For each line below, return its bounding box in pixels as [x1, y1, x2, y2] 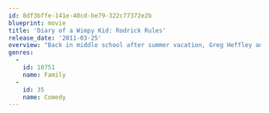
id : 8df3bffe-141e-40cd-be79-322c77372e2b [8, 11, 152, 20]
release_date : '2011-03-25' [8, 33, 102, 42]
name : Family [22, 71, 66, 79]
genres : [8, 49, 34, 56]
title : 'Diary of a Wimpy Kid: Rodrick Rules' [8, 26, 167, 34]
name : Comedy [22, 93, 66, 101]
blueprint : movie [8, 19, 66, 27]
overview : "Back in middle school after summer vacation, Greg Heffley [8, 41, 252, 49]
